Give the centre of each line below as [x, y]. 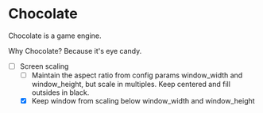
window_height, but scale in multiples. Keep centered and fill [131, 85]
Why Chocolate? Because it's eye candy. [75, 51]
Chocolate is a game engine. [55, 36]
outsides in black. [60, 92]
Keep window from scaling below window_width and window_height [143, 101]
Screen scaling [44, 66]
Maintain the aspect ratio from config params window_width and [137, 75]
